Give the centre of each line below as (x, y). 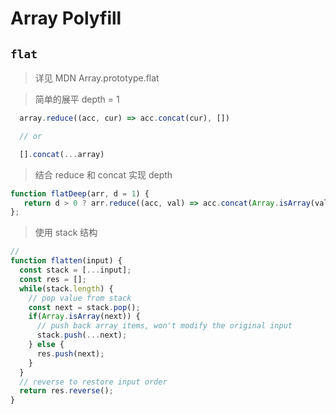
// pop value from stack (80, 298)
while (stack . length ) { (66, 288)
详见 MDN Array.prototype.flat (97, 78)
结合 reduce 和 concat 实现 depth (103, 174)
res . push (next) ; (70, 353)
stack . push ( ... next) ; (82, 335)
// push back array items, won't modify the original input (164, 326)
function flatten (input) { (66, 261)
